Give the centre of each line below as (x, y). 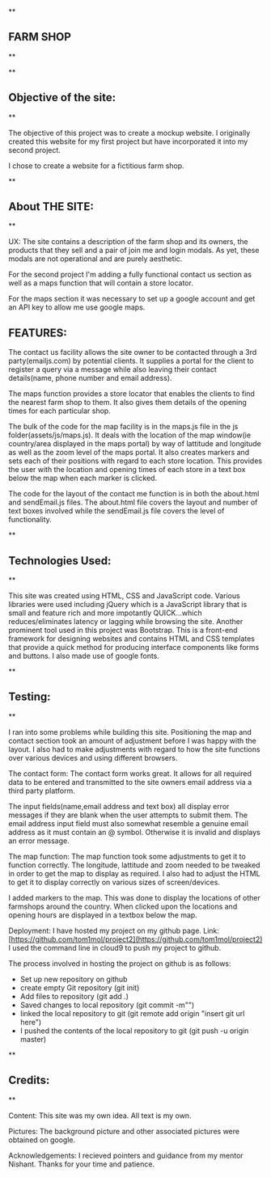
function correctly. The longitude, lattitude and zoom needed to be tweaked (134, 865)
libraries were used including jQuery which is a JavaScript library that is (128, 605)
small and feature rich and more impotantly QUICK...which (105, 613)
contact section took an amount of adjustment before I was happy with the (132, 740)
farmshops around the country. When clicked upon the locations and (123, 906)
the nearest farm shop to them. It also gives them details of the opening (127, 403)
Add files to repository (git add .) (74, 996)
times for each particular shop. (59, 411)
